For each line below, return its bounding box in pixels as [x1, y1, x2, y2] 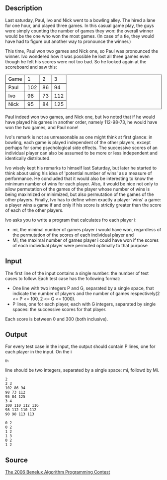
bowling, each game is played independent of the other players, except [5, 139, 151, 145]
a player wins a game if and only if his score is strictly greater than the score [5, 202, 162, 208]
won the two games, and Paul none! [5, 124, 79, 130]
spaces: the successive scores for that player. [12, 306, 107, 312]
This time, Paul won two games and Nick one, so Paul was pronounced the [5, 48, 158, 54]
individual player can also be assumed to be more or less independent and [5, 150, 158, 156]
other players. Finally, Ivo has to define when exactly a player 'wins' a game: [5, 196, 162, 202]
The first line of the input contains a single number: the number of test [5, 270, 149, 276]
